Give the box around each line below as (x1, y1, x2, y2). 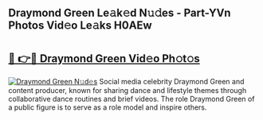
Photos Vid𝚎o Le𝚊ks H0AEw (8, 19, 153, 33)
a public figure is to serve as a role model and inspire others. (8, 103, 207, 112)
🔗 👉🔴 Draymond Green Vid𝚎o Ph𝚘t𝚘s (8, 52, 201, 65)
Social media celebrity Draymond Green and (99, 77, 245, 86)
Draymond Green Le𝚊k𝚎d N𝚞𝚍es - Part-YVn (8, 6, 231, 20)
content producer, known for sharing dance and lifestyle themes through (8, 86, 247, 95)
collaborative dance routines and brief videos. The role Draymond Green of (8, 95, 255, 103)
